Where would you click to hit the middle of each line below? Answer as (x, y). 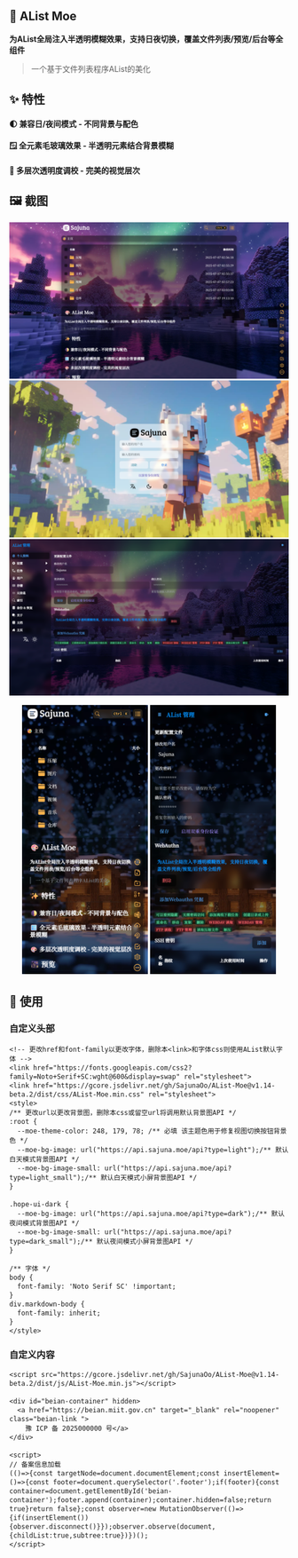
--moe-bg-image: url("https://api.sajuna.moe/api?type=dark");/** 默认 (151, 1214)
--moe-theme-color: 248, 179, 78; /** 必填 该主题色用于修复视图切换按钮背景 (152, 1131)
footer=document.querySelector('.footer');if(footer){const (166, 1483)
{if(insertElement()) (49, 1518)
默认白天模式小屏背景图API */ (149, 1177)
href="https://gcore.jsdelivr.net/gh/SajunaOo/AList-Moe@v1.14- (154, 1085)
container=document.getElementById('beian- (91, 1491)
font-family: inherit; (59, 1313)
